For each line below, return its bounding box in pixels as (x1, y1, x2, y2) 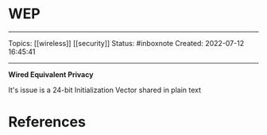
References (8, 113, 86, 131)
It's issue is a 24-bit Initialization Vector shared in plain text (8, 85, 201, 94)
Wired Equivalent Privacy (8, 69, 94, 79)
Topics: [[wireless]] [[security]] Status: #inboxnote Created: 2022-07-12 (8, 38, 245, 48)
